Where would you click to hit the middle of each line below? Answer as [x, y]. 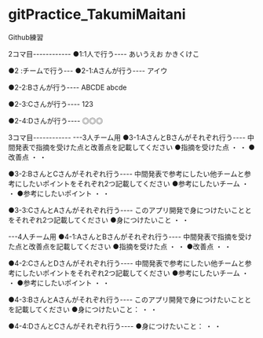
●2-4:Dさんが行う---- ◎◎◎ [56, 120]
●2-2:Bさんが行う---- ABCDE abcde [68, 87]
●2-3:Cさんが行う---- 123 [51, 104]
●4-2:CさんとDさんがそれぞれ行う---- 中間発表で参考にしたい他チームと [126, 263]
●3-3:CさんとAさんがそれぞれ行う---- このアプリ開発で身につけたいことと [130, 210]
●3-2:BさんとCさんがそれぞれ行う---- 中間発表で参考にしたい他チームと [126, 174]
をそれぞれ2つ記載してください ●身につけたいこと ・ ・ [99, 220]
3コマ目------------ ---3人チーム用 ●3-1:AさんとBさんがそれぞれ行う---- [127, 137]
